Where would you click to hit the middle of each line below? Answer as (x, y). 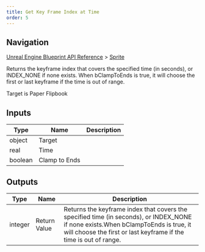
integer (20, 225)
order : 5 (17, 18)
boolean (21, 160)
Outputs (22, 182)
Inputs (19, 113)
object (18, 140)
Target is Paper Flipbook (37, 94)
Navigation (27, 42)
